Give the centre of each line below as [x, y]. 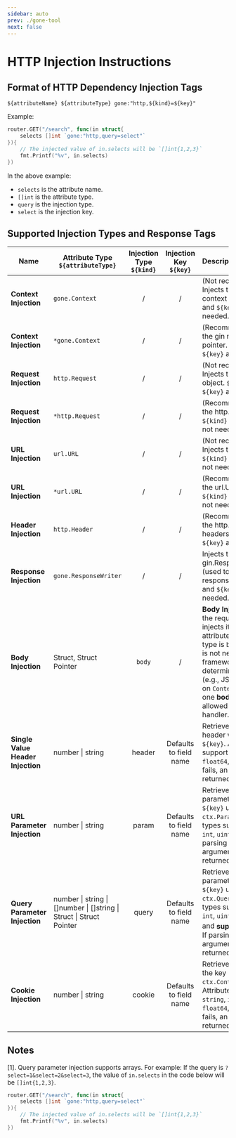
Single [22, 740]
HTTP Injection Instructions [89, 61]
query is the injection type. [55, 204]
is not [211, 653]
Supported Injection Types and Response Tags [112, 234]
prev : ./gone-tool [34, 20]
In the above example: [39, 176]
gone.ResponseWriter [87, 576]
